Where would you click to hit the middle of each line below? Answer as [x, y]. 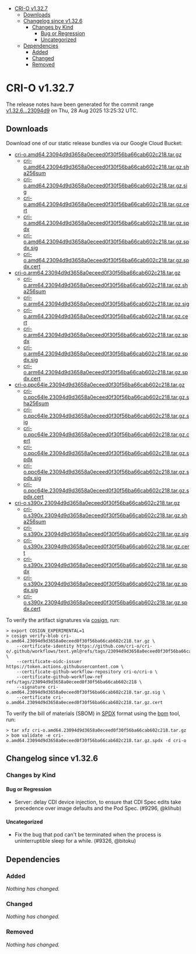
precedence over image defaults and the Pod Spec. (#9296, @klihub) [98, 808]
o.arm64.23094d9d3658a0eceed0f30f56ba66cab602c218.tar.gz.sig [106, 303]
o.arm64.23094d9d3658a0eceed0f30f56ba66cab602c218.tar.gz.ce [106, 316]
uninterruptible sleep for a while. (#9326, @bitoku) [75, 841]
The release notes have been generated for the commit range [80, 104]
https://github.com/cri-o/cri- [115, 646]
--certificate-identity [45, 646]
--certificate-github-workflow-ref [60, 677]
